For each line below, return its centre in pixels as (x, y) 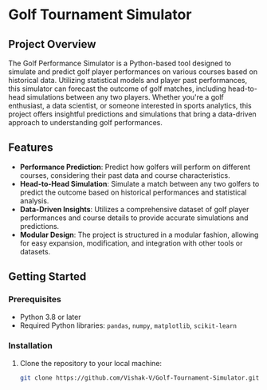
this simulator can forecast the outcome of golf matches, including (118, 89)
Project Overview (52, 44)
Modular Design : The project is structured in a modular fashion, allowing (139, 234)
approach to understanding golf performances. (86, 122)
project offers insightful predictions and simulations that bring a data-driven (132, 114)
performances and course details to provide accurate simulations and (134, 218)
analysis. (34, 200)
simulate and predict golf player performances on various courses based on (133, 72)
